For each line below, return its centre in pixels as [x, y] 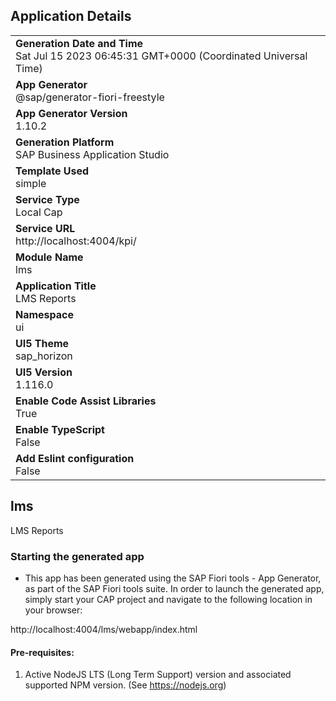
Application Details [71, 16]
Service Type [47, 199]
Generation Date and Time [79, 43]
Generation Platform [65, 142]
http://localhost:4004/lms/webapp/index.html [104, 629]
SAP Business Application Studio [92, 154]
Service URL [45, 228]
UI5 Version [44, 372]
